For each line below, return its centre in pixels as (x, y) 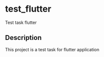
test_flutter (28, 9)
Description (23, 38)
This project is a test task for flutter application (52, 49)
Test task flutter (21, 22)
